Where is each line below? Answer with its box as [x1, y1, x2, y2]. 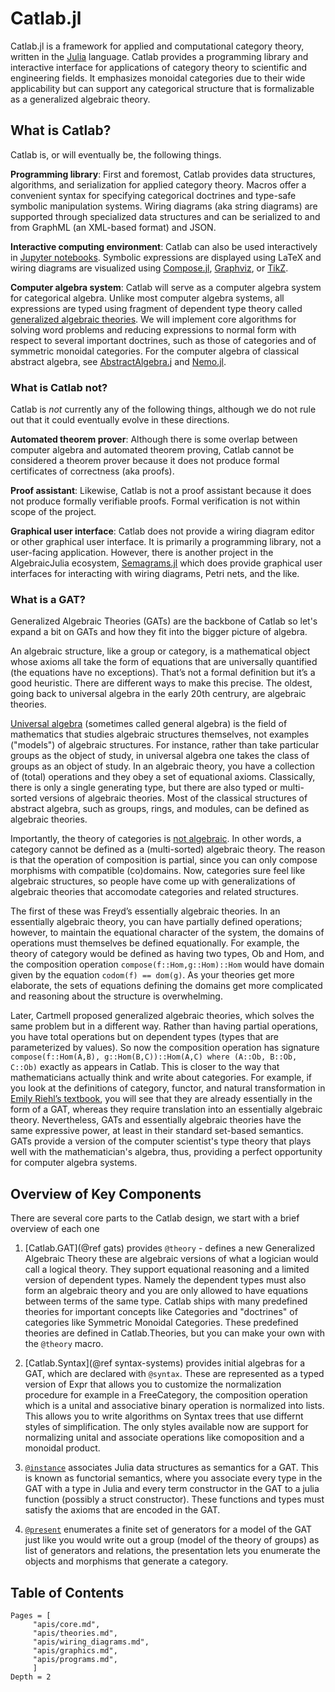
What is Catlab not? [10, 380, 108, 394]
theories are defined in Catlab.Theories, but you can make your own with [24, 1327, 325, 1339]
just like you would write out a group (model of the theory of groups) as [24, 1534, 320, 1546]
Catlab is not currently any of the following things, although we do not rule [10, 403, 317, 416]
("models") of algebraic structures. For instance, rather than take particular [10, 739, 320, 751]
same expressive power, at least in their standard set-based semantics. [10, 1125, 304, 1137]
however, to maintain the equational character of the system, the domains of [10, 927, 325, 939]
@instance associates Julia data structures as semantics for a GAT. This [24, 1462, 319, 1474]
